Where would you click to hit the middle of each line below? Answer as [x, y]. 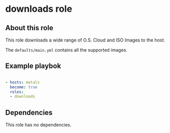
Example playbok [33, 66]
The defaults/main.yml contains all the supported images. [66, 50]
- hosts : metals [22, 82]
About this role [29, 28]
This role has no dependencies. [38, 125]
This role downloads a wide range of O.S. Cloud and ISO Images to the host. [85, 40]
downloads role [39, 9]
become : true [24, 87]
